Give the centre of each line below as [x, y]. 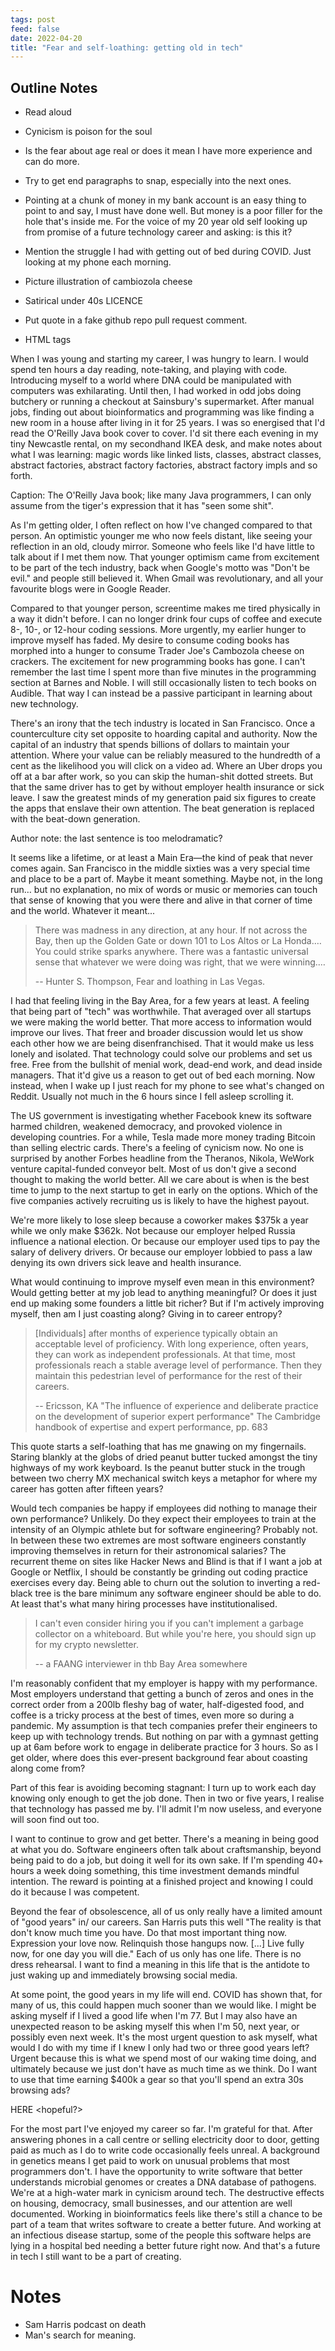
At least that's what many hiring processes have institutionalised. [144, 1604]
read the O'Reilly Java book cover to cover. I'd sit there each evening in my [164, 433]
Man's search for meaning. [80, 2335]
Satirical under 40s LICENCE [83, 301]
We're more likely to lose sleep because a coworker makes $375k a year [159, 1220]
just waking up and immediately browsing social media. [124, 1975]
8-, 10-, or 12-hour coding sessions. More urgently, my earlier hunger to [158, 630]
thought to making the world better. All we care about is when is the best [160, 1180]
